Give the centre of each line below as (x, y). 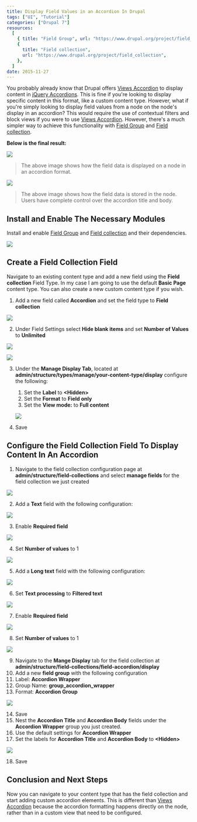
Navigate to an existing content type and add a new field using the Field (93, 276)
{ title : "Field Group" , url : (54, 39)
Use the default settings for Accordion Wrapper (73, 733)
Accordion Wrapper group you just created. (68, 726)
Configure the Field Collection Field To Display (93, 446)
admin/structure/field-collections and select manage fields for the (97, 475)
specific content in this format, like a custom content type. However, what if (98, 101)
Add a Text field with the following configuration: (74, 504)
